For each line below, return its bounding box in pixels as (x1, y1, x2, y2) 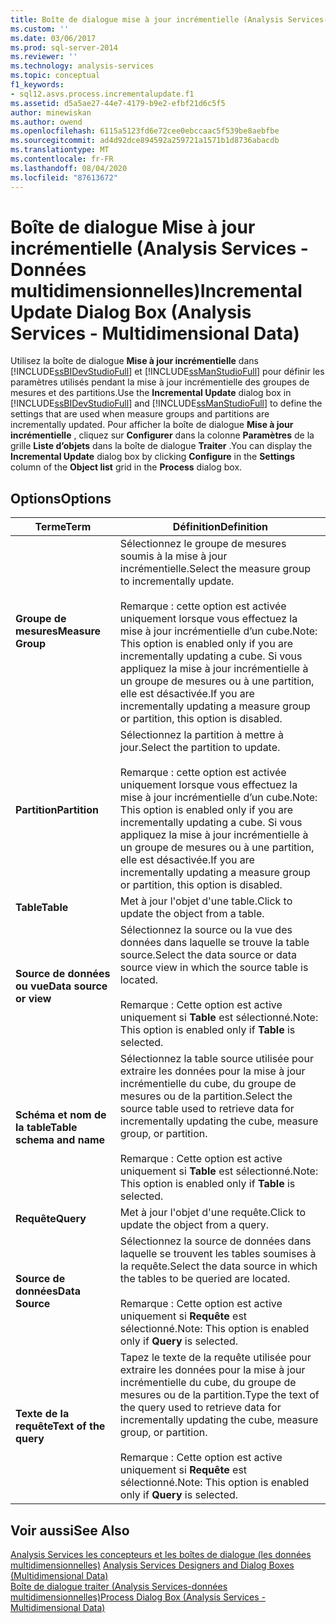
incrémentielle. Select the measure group (119, 562, 311, 576)
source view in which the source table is (119, 961, 309, 975)
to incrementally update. (119, 574, 235, 588)
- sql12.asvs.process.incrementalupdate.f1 (10, 89, 195, 99)
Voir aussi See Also (10, 1522, 130, 1539)
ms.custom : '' (10, 24, 70, 34)
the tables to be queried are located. (119, 1272, 291, 1286)
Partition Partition (15, 803, 99, 817)
